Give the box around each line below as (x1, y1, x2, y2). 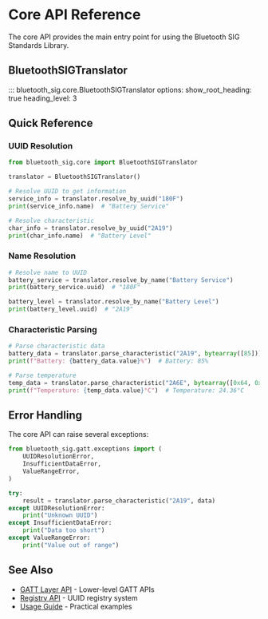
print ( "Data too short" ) (22, 526, 105, 534)
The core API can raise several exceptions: (8, 430, 149, 439)
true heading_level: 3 (8, 93, 77, 103)
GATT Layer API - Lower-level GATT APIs (19, 585, 155, 594)
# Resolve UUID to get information (8, 188, 127, 196)
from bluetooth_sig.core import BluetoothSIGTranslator (8, 158, 198, 167)
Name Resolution (8, 250, 77, 261)
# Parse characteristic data (8, 342, 105, 351)
